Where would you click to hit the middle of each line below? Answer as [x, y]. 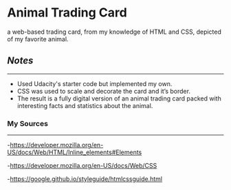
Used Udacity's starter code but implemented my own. [95, 83]
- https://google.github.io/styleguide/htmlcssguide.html [85, 179]
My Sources [27, 123]
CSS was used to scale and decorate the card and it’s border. [104, 91]
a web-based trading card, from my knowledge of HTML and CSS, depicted [114, 32]
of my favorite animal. [38, 39]
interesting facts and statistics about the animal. [85, 105]
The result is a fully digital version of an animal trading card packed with [119, 98]
